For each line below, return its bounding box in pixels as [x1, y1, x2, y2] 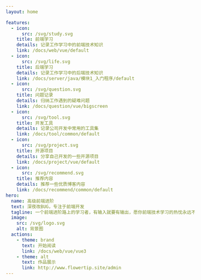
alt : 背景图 [16, 226, 44, 232]
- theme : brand [16, 237, 55, 243]
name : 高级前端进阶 [11, 198, 55, 204]
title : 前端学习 [16, 37, 53, 43]
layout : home [5, 8, 38, 15]
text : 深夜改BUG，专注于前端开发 [11, 203, 85, 210]
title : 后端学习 [16, 64, 53, 70]
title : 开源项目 [16, 147, 53, 153]
